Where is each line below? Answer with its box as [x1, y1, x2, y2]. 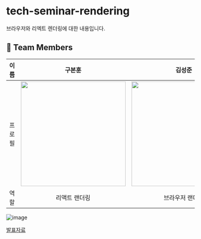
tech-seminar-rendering [6, 4, 130, 18]
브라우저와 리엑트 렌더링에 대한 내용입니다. [6, 25, 106, 32]
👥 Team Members [6, 43, 73, 53]
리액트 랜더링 [56, 193, 91, 202]
